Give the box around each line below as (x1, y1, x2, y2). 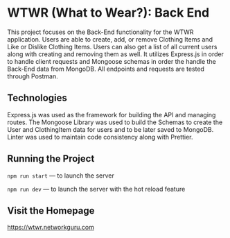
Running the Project (7, 153, 95, 164)
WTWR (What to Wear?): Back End (7, 5, 210, 21)
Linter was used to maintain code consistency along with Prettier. (7, 133, 193, 141)
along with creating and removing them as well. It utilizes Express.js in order (7, 50, 224, 58)
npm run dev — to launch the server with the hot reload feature (7, 185, 186, 193)
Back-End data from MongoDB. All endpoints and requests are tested (7, 65, 204, 73)
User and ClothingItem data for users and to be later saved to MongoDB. (7, 125, 214, 133)
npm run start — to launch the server (7, 171, 114, 180)
